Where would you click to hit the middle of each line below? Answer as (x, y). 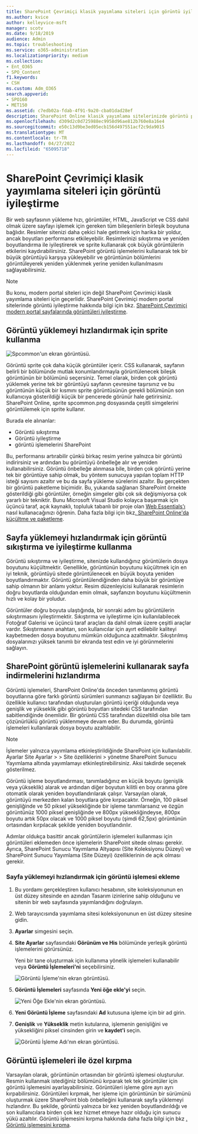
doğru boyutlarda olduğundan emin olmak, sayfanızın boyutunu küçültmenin (99, 592)
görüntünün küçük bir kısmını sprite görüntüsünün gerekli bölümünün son (95, 390)
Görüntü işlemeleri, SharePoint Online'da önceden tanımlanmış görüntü (92, 690)
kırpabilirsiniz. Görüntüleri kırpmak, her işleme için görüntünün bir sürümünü (99, 1093)
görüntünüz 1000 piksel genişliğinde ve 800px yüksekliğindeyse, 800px (93, 812)
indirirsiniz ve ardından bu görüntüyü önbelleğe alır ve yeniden (82, 462)
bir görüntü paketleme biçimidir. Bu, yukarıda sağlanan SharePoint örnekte (96, 488)
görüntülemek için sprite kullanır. (46, 409)
